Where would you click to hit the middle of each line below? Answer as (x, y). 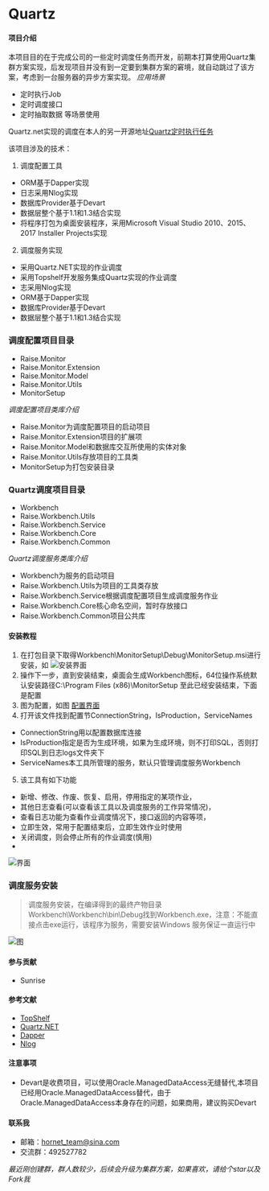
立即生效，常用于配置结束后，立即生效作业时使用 (101, 827)
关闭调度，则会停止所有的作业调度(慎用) (86, 837)
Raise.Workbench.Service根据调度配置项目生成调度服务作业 (119, 595)
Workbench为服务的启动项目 (67, 575)
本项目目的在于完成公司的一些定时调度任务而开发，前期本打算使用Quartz (128, 57)
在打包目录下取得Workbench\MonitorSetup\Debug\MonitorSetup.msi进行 (140, 655)
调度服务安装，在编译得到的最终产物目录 (95, 905)
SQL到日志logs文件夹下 (66, 752)
